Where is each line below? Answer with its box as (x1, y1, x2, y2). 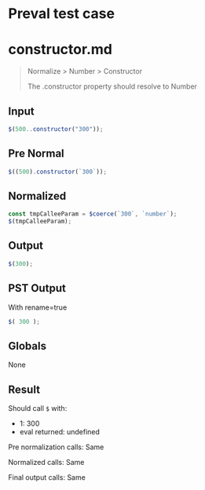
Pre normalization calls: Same (8, 442, 104, 452)
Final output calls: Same (8, 473, 86, 482)
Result (8, 383, 41, 396)
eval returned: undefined (19, 427, 101, 437)
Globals (8, 339, 47, 353)
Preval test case (8, 5, 115, 23)
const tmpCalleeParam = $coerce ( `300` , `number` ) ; (8, 210, 178, 218)
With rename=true (8, 303, 68, 312)
